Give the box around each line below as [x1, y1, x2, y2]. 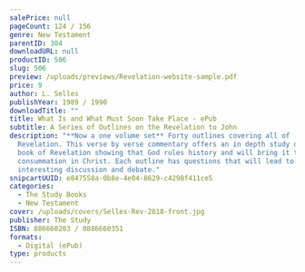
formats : [9, 232, 43, 241]
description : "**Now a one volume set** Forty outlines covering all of [9, 131, 290, 141]
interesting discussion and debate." [17, 165, 161, 174]
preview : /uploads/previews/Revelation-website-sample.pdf [9, 73, 238, 82]
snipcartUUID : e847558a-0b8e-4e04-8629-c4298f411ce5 [9, 173, 213, 182]
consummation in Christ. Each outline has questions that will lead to [17, 156, 295, 166]
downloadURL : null [9, 47, 79, 56]
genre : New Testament [9, 30, 92, 39]
